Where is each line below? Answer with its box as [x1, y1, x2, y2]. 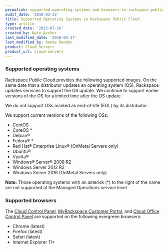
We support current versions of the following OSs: [5, 112, 108, 118]
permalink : [5, 7, 28, 12]
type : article [5, 21, 35, 26]
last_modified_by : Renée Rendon [5, 40, 72, 45]
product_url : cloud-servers [5, 49, 64, 54]
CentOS [12, 122, 29, 128]
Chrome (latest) [12, 223, 45, 230]
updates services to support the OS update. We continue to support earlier [5, 87, 159, 93]
